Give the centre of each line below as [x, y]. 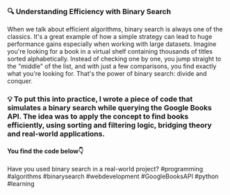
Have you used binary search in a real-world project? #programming [105, 169]
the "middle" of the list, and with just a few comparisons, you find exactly [112, 66]
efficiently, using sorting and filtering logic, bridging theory [109, 125]
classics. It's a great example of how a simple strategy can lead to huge [110, 37]
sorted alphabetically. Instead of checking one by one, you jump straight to [114, 59]
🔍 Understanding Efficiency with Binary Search [89, 11]
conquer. [20, 81]
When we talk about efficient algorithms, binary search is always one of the [115, 29]
